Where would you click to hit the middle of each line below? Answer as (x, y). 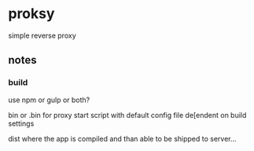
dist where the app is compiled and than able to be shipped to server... (123, 138)
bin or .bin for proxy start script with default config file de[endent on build (127, 115)
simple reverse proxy (42, 35)
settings (21, 123)
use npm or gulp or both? (49, 100)
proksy (31, 14)
